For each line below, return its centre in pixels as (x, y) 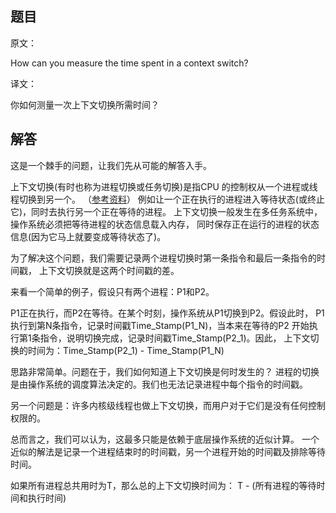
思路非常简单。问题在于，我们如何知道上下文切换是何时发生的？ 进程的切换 (165, 371)
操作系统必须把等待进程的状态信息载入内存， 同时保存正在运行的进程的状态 (165, 224)
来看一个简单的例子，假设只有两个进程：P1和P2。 (112, 291)
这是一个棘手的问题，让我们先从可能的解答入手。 (111, 165)
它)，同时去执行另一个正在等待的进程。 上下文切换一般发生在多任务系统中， (166, 211)
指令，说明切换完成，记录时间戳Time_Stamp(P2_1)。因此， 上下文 (175, 338)
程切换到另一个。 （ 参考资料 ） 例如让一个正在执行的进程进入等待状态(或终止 (167, 199)
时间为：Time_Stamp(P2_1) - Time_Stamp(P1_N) (126, 350)
